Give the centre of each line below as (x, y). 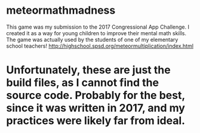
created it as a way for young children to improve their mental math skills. (96, 33)
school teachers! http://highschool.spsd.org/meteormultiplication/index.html (100, 46)
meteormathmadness (61, 10)
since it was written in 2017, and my (96, 108)
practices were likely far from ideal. (96, 121)
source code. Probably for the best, (96, 95)
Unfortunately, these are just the (89, 70)
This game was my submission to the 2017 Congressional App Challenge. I (98, 27)
